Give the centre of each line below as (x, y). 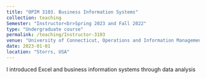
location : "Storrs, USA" (38, 52)
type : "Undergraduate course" (45, 29)
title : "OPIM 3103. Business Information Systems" (72, 12)
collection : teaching (34, 18)
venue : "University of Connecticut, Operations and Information (90, 40)
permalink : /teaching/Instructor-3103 (56, 35)
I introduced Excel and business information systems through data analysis (101, 69)
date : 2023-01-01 (29, 47)
